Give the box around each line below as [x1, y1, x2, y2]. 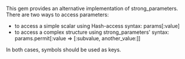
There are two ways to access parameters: [6, 11, 109, 18]
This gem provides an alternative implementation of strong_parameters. [6, 5, 179, 12]
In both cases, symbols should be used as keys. [6, 46, 121, 53]
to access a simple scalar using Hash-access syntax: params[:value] [14, 23, 180, 29]
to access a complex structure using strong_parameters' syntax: [14, 29, 169, 36]
